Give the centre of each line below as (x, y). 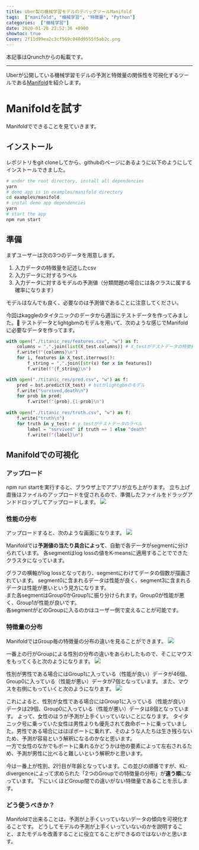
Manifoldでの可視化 (42, 455)
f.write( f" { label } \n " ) (55, 435)
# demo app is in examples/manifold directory (65, 192)
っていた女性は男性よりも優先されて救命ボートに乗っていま (109, 723)
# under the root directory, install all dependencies (75, 181)
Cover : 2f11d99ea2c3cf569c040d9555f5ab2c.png (63, 39)
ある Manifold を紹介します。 (50, 83)
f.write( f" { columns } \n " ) (47, 352)
